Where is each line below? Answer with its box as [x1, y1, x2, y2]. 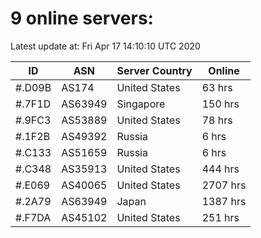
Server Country [116, 63, 193, 77]
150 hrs [201, 97, 240, 111]
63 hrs [201, 80, 233, 94]
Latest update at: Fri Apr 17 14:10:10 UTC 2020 [10, 40, 201, 52]
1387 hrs [201, 194, 247, 208]
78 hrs [201, 113, 233, 127]
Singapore [116, 97, 166, 111]
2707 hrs [201, 178, 247, 192]
